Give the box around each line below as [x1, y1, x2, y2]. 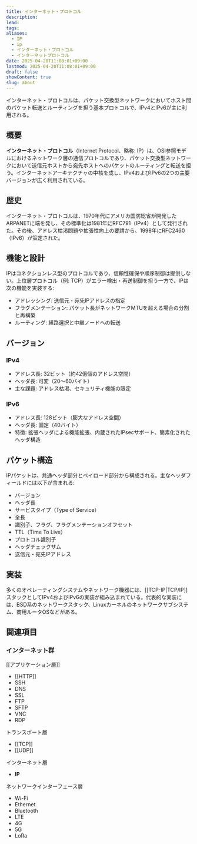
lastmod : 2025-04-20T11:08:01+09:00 [6, 63, 96, 69]
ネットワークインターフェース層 [6, 783, 84, 790]
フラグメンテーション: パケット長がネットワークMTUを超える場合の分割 [14, 304, 189, 312]
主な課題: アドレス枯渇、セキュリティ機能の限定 [14, 385, 131, 392]
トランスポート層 [6, 729, 48, 736]
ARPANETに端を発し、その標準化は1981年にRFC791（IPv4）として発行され [6, 219, 188, 227]
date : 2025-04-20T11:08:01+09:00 [6, 58, 88, 64]
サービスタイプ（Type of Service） [14, 507, 100, 514]
